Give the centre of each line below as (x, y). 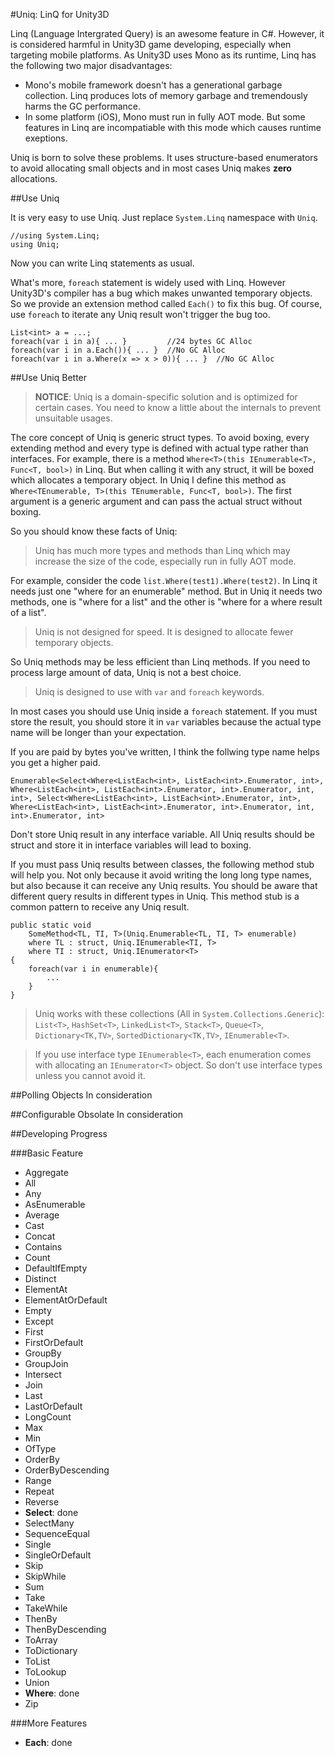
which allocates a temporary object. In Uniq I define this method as (148, 480)
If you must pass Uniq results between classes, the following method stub (162, 864)
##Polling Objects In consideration (81, 1095)
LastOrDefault (53, 1406)
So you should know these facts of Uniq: (94, 531)
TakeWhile (46, 1608)
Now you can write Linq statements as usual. (102, 263)
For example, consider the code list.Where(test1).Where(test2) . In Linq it (164, 580)
